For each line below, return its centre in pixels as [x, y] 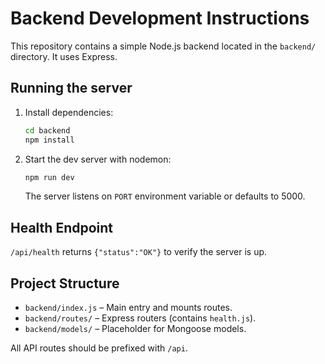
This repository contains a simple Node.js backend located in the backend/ [163, 46]
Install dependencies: [69, 112]
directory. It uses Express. [64, 56]
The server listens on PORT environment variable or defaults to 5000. [165, 196]
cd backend [47, 130]
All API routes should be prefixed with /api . [99, 348]
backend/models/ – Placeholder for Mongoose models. [135, 328]
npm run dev [49, 177]
